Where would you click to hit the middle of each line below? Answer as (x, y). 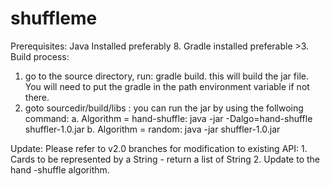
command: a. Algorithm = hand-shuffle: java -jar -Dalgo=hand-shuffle (168, 118)
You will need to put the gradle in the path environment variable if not (167, 86)
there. (37, 97)
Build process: (40, 56)
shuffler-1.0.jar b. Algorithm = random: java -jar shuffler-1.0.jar (152, 129)
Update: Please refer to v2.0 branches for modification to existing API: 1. (159, 148)
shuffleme (54, 18)
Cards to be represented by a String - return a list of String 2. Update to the (165, 159)
